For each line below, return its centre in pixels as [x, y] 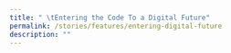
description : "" [40, 34]
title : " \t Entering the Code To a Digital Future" [110, 18]
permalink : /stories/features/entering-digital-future [116, 26]
